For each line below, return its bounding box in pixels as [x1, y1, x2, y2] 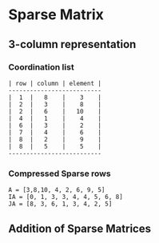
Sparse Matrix [8, 6, 104, 24]
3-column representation [8, 38, 137, 51]
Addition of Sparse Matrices [8, 221, 152, 235]
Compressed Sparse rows [8, 168, 111, 179]
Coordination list [8, 62, 74, 73]
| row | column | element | [8, 79, 102, 87]
